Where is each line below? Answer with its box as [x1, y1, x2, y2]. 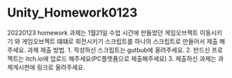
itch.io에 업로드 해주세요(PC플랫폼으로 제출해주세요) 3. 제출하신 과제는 [25, 54, 217, 63]
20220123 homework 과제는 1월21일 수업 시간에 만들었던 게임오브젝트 [7, 28, 199, 37]
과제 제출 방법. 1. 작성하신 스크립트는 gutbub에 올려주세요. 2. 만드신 [27, 46, 211, 54]
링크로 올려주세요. [37, 63, 85, 71]
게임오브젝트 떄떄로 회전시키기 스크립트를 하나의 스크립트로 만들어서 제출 [21, 37, 218, 46]
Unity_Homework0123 [7, 5, 138, 21]
